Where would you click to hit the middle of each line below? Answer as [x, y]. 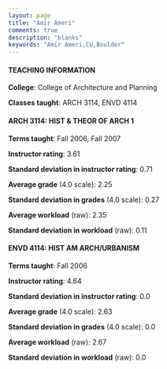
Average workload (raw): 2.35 [58, 214]
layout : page [30, 15]
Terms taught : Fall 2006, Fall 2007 [65, 138]
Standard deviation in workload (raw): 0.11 [78, 230]
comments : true [33, 30]
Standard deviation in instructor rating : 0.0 [80, 296]
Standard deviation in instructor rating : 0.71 [81, 169]
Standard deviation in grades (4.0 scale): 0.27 [84, 199]
